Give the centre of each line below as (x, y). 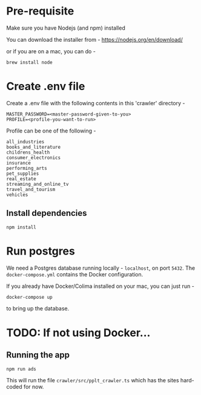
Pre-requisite (40, 11)
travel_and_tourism (31, 189)
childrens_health (28, 152)
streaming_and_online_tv (38, 184)
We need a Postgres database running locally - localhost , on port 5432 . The (101, 268)
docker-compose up (29, 297)
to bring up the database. (38, 308)
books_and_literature (34, 147)
